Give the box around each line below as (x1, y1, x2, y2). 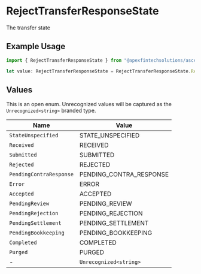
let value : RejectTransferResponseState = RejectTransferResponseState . (6, 68, 191, 74)
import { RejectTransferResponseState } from (6, 57, 121, 64)
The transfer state (6, 24, 51, 31)
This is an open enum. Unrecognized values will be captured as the (6, 101, 172, 108)
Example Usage (6, 41, 66, 52)
